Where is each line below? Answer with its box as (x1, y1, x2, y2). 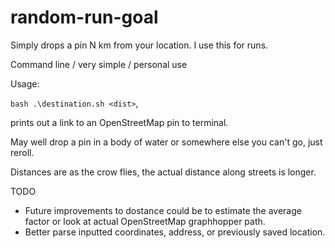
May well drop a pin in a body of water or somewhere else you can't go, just (10, 136, 323, 148)
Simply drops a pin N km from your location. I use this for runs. (10, 39, 269, 51)
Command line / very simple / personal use (10, 58, 188, 70)
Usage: (10, 77, 40, 90)
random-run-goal (10, 6, 159, 29)
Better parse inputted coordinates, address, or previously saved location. (24, 226, 326, 238)
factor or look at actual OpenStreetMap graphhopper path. (24, 215, 266, 227)
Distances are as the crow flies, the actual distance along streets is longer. (10, 166, 317, 178)
